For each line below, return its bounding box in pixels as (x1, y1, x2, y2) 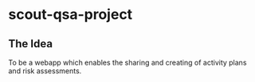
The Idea (8, 37, 53, 50)
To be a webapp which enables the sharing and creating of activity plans (8, 58, 247, 67)
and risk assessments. (8, 66, 82, 76)
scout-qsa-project (8, 6, 133, 24)
